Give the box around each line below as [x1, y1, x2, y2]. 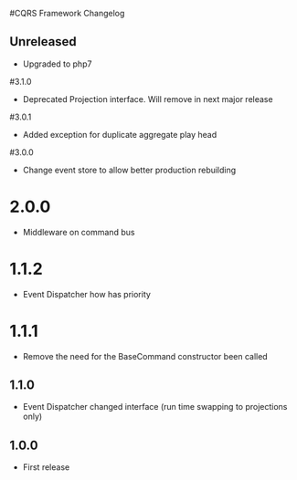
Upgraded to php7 [22, 58, 92, 69]
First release [22, 462, 70, 473]
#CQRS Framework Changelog [9, 8, 125, 18]
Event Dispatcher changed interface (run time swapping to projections [22, 402, 288, 412]
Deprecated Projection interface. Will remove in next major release [22, 93, 273, 104]
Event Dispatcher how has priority [22, 288, 151, 299]
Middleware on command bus [22, 226, 135, 237]
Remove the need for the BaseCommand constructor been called [22, 350, 268, 361]
